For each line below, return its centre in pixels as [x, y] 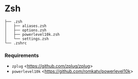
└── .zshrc [16, 43]
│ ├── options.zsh [26, 30]
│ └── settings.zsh [27, 39]
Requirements [22, 55]
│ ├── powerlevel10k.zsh [32, 34]
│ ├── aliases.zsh [26, 26]
